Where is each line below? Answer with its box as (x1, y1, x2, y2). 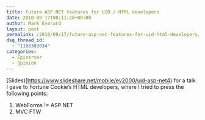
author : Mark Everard (6, 20, 62, 26)
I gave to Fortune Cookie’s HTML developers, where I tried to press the (6, 83, 184, 90)
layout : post (6, 26, 40, 32)
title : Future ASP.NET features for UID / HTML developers (6, 9, 160, 15)
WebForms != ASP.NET (15, 101, 74, 108)
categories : (6, 49, 37, 55)
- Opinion (12, 60, 37, 66)
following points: (6, 90, 48, 97)
